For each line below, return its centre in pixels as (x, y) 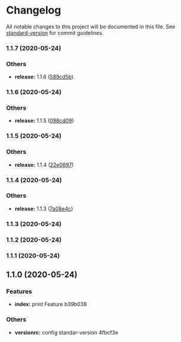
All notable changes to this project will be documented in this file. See (91, 27)
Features (19, 291)
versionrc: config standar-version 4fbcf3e (66, 332)
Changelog (34, 10)
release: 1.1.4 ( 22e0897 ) (44, 165)
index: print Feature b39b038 (51, 304)
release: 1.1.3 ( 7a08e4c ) (44, 208)
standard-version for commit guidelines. (55, 32)
